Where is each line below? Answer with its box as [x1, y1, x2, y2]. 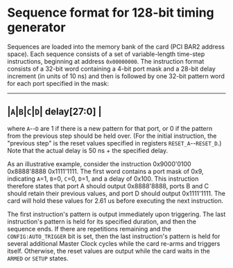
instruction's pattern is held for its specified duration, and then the [7, 217, 196, 226]
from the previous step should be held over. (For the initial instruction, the [7, 132, 217, 140]
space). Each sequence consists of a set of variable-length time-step [7, 50, 205, 58]
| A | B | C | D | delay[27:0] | [7, 106, 102, 118]
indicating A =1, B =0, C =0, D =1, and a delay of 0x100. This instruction [7, 175, 199, 183]
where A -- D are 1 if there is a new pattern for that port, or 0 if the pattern [7, 124, 213, 132]
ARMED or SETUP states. [7, 254, 69, 262]
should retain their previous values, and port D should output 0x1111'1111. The [7, 189, 225, 197]
